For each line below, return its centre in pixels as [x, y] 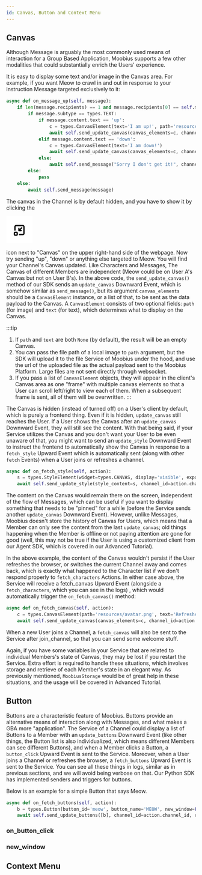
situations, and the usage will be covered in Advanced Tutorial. [84, 682]
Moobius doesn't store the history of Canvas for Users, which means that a [99, 521]
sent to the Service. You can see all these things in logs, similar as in [91, 766]
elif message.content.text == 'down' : [87, 139]
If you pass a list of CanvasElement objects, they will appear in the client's [105, 378]
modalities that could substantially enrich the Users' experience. [86, 65]
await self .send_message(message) [71, 190]
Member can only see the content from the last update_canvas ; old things [96, 527]
